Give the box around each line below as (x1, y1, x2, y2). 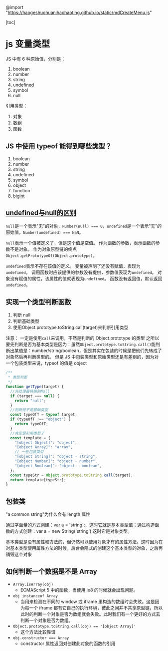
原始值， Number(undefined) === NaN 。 (5, 229, 84, 235)
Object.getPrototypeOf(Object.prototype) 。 (5, 252, 98, 258)
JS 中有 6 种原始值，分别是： (5, 56, 66, 62)
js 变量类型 (5, 39, 50, 50)
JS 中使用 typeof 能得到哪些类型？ (5, 142, 112, 151)
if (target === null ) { (10, 393, 59, 399)
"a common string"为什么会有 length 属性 (5, 511, 91, 517)
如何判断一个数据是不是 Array (5, 567, 98, 576)
